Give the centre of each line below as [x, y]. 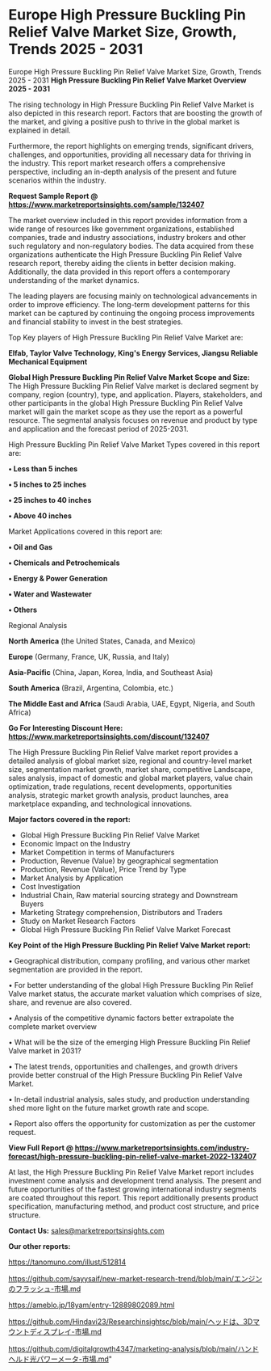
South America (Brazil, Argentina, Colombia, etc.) [91, 688]
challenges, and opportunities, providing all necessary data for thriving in [130, 154]
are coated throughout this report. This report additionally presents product [133, 1197]
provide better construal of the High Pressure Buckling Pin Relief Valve [125, 1075]
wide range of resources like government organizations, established [121, 229]
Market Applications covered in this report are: [85, 531]
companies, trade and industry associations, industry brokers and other [127, 237]
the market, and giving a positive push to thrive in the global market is [124, 121]
